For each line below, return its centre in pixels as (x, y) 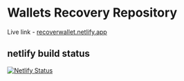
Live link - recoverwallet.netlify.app (57, 32)
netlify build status (48, 54)
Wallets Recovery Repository (92, 13)
